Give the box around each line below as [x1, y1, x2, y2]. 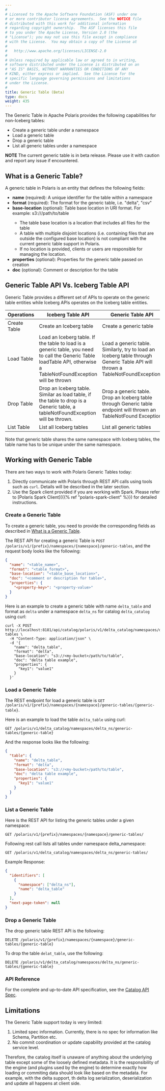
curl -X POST [5, 623, 32, 628]
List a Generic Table [5, 806, 54, 813]
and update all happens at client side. [5, 1080, 81, 1087]
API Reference [5, 976, 40, 983]
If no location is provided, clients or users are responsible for [19, 246, 143, 252]
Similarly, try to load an [102, 346, 155, 353]
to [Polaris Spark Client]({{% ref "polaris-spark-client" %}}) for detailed [12, 494, 157, 500]
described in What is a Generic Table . [5, 528, 81, 534]
